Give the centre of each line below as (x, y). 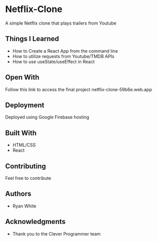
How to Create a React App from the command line (65, 51)
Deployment (25, 105)
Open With (22, 77)
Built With (21, 133)
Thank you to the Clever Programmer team (57, 233)
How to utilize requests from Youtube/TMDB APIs (63, 56)
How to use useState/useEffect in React (53, 62)
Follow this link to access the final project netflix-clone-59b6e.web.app (78, 89)
